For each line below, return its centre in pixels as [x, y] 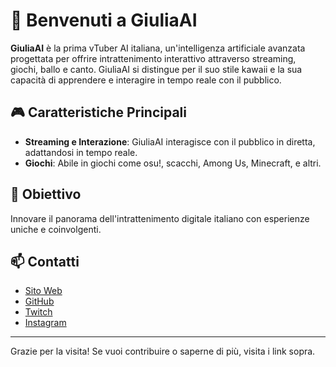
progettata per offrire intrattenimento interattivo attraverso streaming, [153, 58]
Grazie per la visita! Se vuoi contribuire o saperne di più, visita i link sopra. [163, 351]
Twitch [38, 312]
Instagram [45, 323]
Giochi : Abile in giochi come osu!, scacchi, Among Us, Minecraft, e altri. [173, 163]
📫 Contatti [45, 261]
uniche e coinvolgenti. [56, 229]
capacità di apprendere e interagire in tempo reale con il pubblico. [146, 80]
